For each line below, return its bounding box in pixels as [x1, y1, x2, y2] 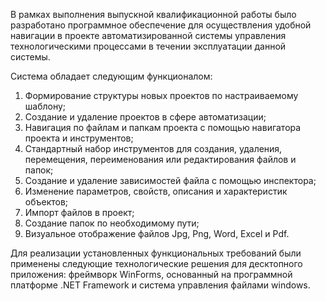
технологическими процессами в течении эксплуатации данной [10, 40, 287, 52]
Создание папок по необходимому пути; [24, 217, 200, 229]
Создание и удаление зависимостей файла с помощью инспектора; [24, 175, 317, 186]
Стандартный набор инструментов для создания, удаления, [24, 143, 283, 154]
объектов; [24, 196, 69, 208]
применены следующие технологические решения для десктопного [10, 258, 303, 269]
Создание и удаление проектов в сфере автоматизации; [24, 111, 267, 123]
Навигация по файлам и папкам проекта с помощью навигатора [24, 122, 302, 133]
